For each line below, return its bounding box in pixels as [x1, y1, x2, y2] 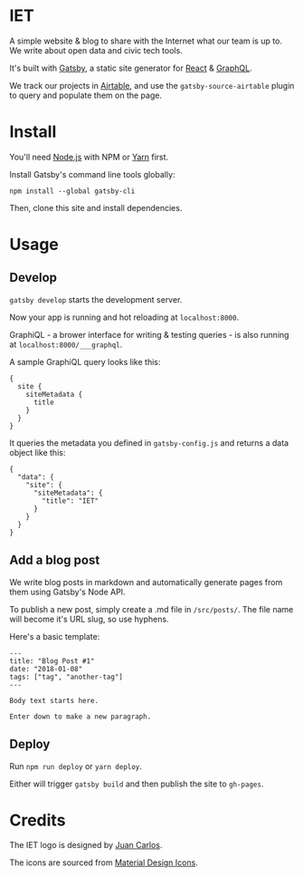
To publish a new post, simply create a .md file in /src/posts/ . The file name [9, 603, 294, 614]
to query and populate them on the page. [9, 90, 163, 101]
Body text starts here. [9, 696, 99, 705]
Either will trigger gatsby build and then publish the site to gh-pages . [9, 778, 264, 789]
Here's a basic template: [9, 631, 100, 641]
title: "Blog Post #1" [9, 656, 95, 666]
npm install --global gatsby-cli [9, 187, 136, 196]
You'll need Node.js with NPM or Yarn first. [9, 151, 169, 162]
